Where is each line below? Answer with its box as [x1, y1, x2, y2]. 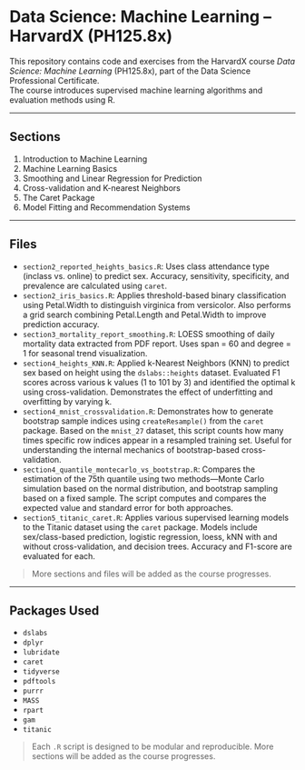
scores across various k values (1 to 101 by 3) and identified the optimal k [22, 376, 296, 387]
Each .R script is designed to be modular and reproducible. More [31, 741, 274, 752]
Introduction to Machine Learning [22, 153, 148, 165]
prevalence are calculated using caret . [22, 280, 168, 291]
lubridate [22, 648, 61, 657]
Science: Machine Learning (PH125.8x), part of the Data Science [9, 65, 251, 76]
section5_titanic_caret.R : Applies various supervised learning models [22, 512, 289, 523]
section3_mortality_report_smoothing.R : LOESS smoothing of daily [22, 328, 275, 339]
